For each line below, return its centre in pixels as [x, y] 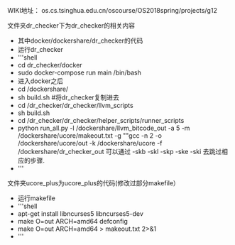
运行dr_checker [40, 49]
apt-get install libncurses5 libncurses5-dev [81, 214]
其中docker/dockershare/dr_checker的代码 [80, 40]
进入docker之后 [40, 81]
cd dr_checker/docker [50, 65]
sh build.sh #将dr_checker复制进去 [68, 97]
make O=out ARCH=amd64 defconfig [72, 221]
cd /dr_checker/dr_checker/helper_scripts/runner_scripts [101, 120]
